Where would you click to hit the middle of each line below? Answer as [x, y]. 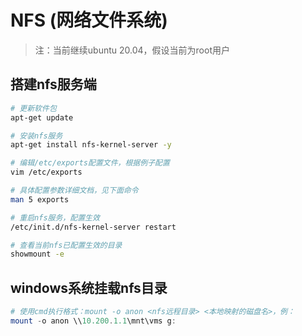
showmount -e [37, 254]
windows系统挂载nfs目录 [89, 287]
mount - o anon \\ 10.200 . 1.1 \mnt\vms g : [93, 321]
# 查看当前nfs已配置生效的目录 [66, 245]
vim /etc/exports [46, 172]
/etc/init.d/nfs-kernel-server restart [93, 227]
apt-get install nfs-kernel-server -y [91, 145]
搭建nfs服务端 [53, 84]
